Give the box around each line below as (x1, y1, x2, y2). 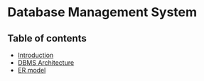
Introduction (17, 51, 54, 59)
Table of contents (7, 32, 87, 44)
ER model (17, 66, 46, 74)
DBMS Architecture (17, 58, 75, 67)
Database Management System (7, 4, 198, 20)
